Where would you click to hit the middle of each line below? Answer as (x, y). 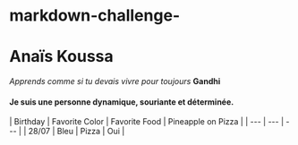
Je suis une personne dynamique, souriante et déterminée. (122, 102)
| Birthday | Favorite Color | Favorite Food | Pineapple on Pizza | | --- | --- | (147, 122)
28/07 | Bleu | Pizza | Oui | (77, 132)
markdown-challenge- (95, 16)
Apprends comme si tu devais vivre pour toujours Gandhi (115, 81)
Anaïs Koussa (61, 57)
